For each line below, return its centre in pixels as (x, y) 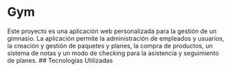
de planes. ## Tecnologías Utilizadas (60, 60)
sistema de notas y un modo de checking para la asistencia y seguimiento (113, 53)
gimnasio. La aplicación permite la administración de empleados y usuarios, (116, 38)
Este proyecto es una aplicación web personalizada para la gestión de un (112, 31)
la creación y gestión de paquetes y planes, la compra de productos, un (110, 45)
